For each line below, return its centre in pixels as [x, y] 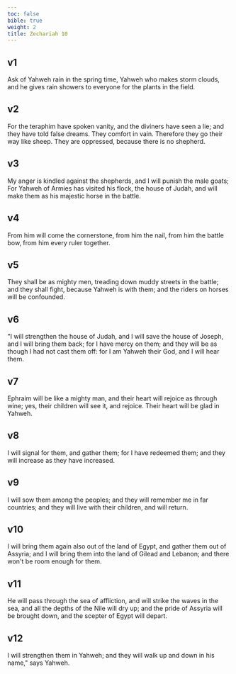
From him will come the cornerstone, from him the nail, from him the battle [116, 235]
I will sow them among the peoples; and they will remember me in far [108, 500]
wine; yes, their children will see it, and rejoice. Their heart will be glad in [113, 405]
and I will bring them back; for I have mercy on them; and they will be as [112, 344]
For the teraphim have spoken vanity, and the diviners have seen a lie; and [116, 126]
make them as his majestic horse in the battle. [74, 196]
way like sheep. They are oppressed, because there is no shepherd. [106, 141]
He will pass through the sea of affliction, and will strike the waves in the [113, 601]
